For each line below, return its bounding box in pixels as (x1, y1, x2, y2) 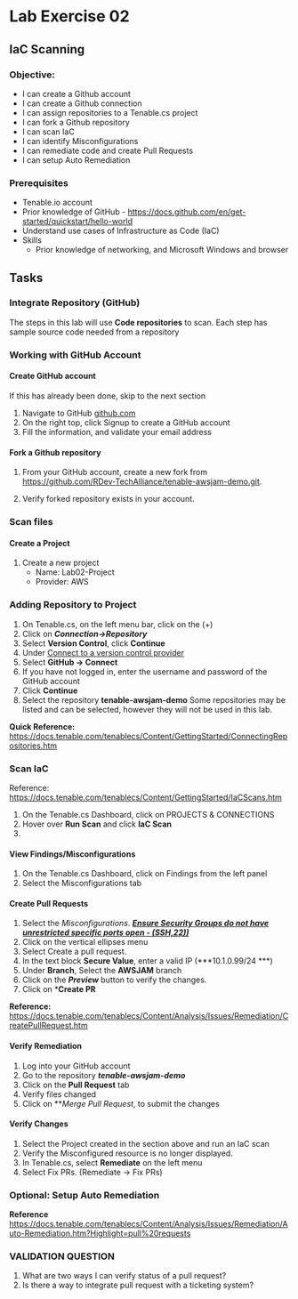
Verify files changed (21, 1088, 96, 1100)
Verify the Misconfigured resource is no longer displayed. (21, 1148, 233, 1158)
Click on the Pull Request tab (21, 1079, 130, 1090)
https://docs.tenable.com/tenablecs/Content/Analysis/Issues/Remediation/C (9, 1011, 289, 1021)
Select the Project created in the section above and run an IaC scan (21, 1138, 270, 1149)
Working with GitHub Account (9, 349, 141, 361)
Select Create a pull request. (21, 946, 127, 957)
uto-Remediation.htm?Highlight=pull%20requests (9, 1228, 191, 1238)
